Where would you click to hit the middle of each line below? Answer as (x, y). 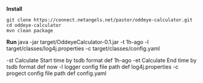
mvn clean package (30, 31)
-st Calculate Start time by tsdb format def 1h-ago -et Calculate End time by (102, 60)
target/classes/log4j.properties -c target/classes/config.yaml (83, 49)
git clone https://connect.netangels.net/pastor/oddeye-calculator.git (99, 20)
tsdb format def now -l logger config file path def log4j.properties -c (92, 67)
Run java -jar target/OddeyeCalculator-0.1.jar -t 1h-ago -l (78, 42)
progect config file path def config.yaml (57, 73)
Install (14, 9)
